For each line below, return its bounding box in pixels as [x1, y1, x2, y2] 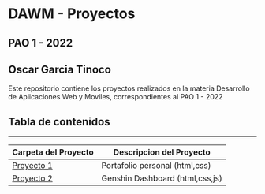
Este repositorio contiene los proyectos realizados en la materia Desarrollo [8, 84, 250, 93]
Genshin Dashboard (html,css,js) [101, 173, 223, 184]
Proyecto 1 [12, 160, 53, 171]
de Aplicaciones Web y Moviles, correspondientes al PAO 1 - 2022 [8, 92, 223, 102]
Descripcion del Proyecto [113, 147, 211, 158]
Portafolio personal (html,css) [101, 160, 211, 171]
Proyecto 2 [12, 173, 53, 184]
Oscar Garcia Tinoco [8, 62, 112, 76]
